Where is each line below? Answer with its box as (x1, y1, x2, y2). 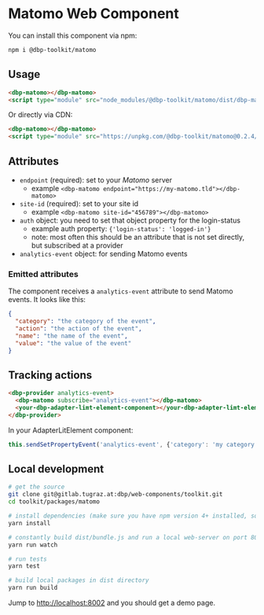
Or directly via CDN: (8, 110, 73, 120)
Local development (8, 462, 104, 476)
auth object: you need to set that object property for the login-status (19, 215, 241, 225)
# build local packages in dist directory (8, 576, 149, 584)
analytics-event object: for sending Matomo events (19, 249, 188, 258)
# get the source (8, 483, 65, 492)
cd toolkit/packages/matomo (8, 498, 101, 506)
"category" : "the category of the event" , (15, 318, 156, 326)
